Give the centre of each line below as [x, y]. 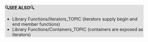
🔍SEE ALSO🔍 [20, 8]
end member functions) [36, 24]
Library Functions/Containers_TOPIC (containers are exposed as [78, 29]
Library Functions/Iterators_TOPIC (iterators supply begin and [75, 19]
